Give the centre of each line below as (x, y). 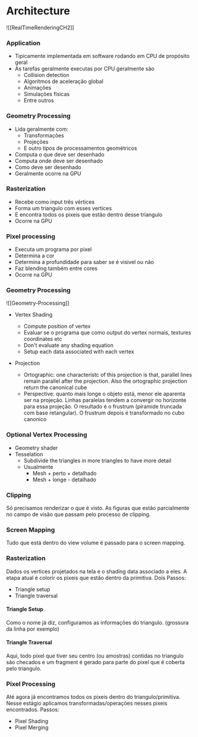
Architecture (38, 11)
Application (23, 43)
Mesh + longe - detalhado (64, 480)
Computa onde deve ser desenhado (59, 161)
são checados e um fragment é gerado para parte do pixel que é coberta (95, 662)
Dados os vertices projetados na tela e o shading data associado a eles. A (97, 571)
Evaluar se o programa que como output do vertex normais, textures (107, 333)
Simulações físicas (47, 94)
